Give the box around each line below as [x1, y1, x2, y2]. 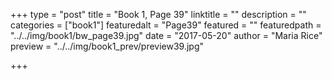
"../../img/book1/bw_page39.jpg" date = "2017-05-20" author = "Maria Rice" [10, 30, 323, 41]
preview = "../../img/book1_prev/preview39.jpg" [10, 40, 205, 52]
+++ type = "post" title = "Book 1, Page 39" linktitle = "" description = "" [10, 9, 307, 20]
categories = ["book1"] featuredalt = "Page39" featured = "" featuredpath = [10, 19, 322, 31]
